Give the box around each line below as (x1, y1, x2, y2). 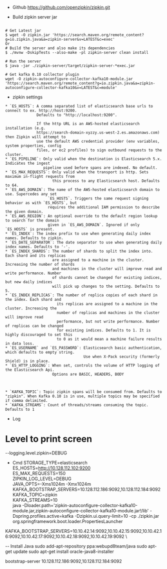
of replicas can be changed (5, 323, 64, 328)
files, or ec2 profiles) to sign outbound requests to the (36, 148, 162, 153)
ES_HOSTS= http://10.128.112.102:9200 (12, 465, 91, 471)
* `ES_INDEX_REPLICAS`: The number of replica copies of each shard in (5, 293, 157, 298)
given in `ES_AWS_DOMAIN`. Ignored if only (47, 222, 140, 227)
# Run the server (5, 59, 41, 64)
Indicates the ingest (5, 161, 50, 166)
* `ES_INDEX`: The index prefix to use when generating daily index (5, 231, 151, 236)
